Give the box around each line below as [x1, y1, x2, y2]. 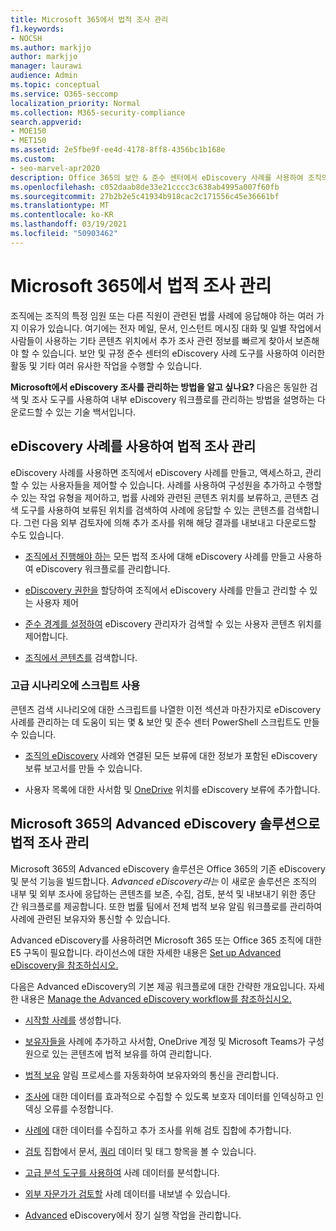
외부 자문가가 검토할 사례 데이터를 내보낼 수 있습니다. [24, 1187, 231, 1200]
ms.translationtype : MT [10, 201, 110, 211]
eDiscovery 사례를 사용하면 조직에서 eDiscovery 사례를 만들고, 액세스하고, [10, 466, 303, 478]
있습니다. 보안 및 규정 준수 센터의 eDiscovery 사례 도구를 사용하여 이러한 [41, 347, 326, 359]
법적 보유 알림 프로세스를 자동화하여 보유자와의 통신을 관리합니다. [24, 1069, 279, 1081]
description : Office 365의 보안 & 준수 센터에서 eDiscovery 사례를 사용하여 [10, 172, 304, 183]
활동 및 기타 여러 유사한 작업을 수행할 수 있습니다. [10, 359, 203, 371]
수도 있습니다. [10, 529, 65, 541]
